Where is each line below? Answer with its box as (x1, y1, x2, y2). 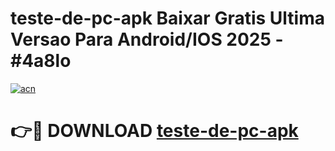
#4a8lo (10, 50, 72, 72)
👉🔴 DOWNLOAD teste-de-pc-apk (10, 120, 299, 142)
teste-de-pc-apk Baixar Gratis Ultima (10, 7, 325, 30)
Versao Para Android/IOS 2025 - (10, 28, 284, 51)
